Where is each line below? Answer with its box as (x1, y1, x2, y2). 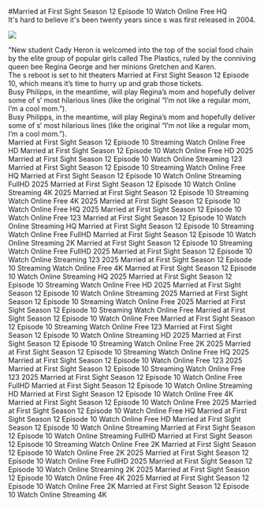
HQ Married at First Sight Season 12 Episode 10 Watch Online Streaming (8, 171, 242, 180)
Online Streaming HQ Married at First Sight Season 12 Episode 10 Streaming (8, 221, 255, 231)
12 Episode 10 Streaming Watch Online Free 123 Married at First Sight (8, 322, 232, 331)
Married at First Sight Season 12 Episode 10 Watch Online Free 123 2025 (8, 355, 243, 365)
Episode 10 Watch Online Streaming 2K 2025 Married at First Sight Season (8, 465, 250, 474)
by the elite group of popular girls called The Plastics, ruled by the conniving (8, 54, 256, 62)
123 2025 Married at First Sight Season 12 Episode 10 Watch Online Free (8, 373, 243, 381)
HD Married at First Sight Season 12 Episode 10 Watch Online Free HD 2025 (8, 146, 254, 155)
